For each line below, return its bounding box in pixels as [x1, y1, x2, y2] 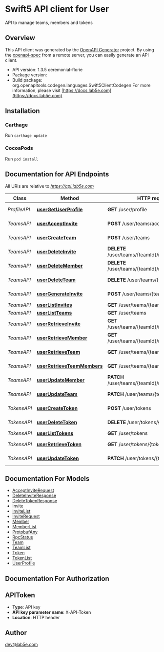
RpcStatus [12, 534, 33, 540]
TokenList [12, 555, 32, 561]
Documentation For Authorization [5, 574, 109, 583]
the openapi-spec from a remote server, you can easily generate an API [5, 52, 149, 58]
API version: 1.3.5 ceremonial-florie [12, 67, 83, 72]
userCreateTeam [36, 234, 77, 241]
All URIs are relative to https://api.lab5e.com [5, 183, 94, 189]
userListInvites [36, 301, 72, 308]
